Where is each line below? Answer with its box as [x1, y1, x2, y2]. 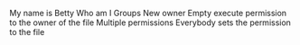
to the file [9, 27, 45, 37]
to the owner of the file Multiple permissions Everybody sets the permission [9, 17, 292, 28]
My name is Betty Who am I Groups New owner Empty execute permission [9, 8, 287, 18]
